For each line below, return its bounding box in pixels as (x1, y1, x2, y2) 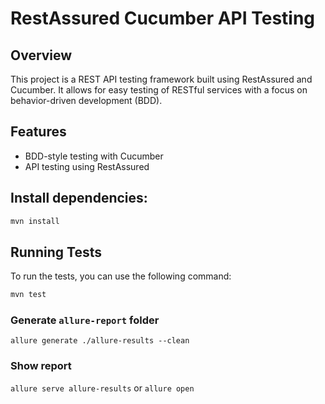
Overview (10, 47, 73, 64)
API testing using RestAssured (24, 160, 150, 172)
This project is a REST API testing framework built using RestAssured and (10, 73, 313, 85)
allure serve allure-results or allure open (10, 382, 195, 394)
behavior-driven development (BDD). (10, 95, 163, 106)
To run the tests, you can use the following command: (10, 270, 232, 282)
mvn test (10, 290, 47, 300)
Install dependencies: (10, 190, 148, 207)
